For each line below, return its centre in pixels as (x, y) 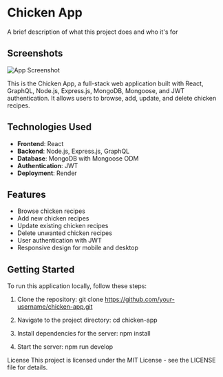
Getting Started (41, 269)
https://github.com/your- (140, 299)
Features (26, 194)
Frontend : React (40, 143)
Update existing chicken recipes (63, 226)
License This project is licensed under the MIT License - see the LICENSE (111, 360)
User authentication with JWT (59, 241)
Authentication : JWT (47, 165)
